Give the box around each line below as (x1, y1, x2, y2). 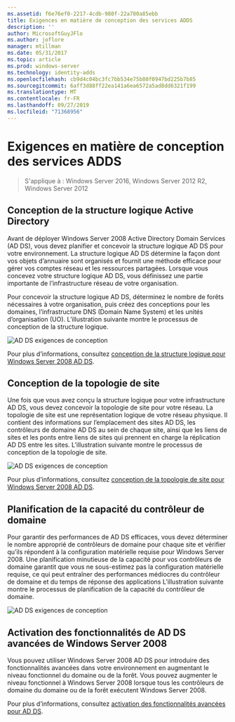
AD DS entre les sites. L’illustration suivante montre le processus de (7, 440, 203, 449)
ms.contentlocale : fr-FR (7, 96, 80, 103)
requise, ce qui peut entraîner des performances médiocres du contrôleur (7, 570, 220, 579)
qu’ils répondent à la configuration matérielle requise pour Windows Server (7, 548, 224, 556)
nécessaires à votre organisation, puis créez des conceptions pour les (7, 300, 210, 308)
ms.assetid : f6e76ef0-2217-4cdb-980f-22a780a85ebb (7, 10, 159, 18)
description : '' (7, 23, 55, 30)
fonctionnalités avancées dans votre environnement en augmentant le (7, 663, 209, 671)
